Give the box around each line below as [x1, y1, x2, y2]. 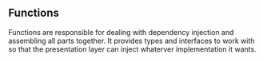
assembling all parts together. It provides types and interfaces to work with [8, 36, 255, 45]
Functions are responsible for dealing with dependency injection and [8, 27, 234, 37]
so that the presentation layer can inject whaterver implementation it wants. [8, 44, 257, 54]
